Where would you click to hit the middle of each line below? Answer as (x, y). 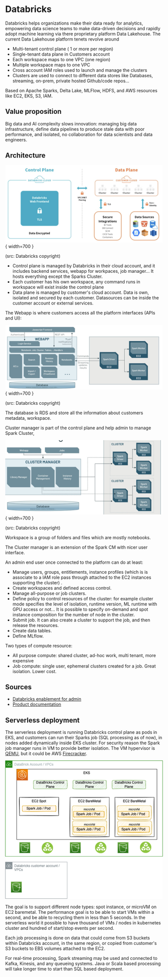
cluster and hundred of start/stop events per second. (60, 928)
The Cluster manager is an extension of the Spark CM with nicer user (76, 547)
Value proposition (33, 112)
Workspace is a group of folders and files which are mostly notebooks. (78, 537)
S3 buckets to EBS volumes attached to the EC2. (55, 948)
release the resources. (35, 625)
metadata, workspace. (28, 418)
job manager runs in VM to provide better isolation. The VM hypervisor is (80, 748)
